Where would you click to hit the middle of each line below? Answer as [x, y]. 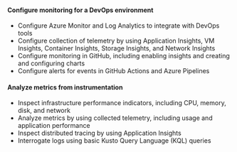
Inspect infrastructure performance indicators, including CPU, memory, [122, 103]
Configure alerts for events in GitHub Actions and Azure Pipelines [114, 71]
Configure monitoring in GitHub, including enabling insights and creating [123, 56]
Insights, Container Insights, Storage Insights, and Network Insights [116, 48]
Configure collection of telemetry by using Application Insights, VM [116, 41]
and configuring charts [51, 63]
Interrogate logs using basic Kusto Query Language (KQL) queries [114, 141]
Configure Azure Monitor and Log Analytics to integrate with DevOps [118, 26]
